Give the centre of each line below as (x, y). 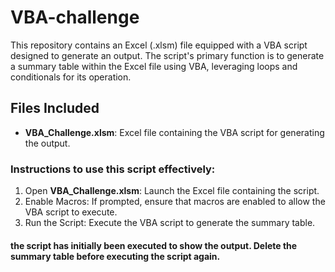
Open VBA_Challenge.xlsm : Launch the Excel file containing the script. (172, 191)
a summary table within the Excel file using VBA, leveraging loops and (154, 66)
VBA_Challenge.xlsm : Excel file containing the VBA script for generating (174, 132)
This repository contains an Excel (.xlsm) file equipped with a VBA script (159, 45)
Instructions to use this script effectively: (113, 169)
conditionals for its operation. (71, 77)
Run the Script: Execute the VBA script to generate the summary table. (170, 223)
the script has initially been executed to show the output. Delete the (154, 245)
